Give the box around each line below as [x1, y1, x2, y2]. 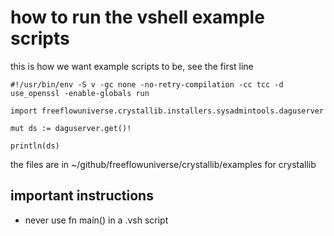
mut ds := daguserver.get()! [10, 123, 132, 133]
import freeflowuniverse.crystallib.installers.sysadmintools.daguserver [10, 106, 325, 116]
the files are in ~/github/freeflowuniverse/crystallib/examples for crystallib [10, 158, 317, 170]
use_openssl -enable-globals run [10, 88, 150, 98]
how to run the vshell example [10, 6, 265, 29]
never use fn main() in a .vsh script [24, 214, 169, 226]
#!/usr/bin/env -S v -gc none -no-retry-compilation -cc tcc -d [10, 79, 284, 90]
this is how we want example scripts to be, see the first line [10, 60, 254, 72]
